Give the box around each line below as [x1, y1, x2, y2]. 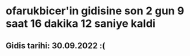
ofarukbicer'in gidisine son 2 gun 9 [5, 4, 185, 18]
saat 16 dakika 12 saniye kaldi [5, 17, 156, 30]
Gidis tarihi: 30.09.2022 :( [5, 41, 106, 51]
